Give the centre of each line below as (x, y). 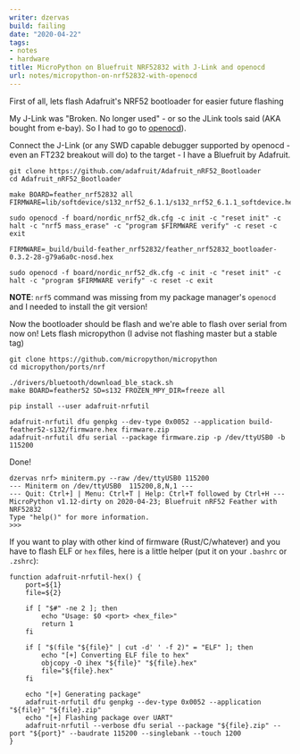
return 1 (58, 624)
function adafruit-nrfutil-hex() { (75, 577)
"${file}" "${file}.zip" (55, 710)
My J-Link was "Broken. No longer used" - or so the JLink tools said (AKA (145, 118)
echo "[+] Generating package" (83, 694)
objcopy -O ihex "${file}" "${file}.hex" (120, 663)
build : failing (37, 26)
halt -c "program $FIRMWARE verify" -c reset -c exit (112, 281)
